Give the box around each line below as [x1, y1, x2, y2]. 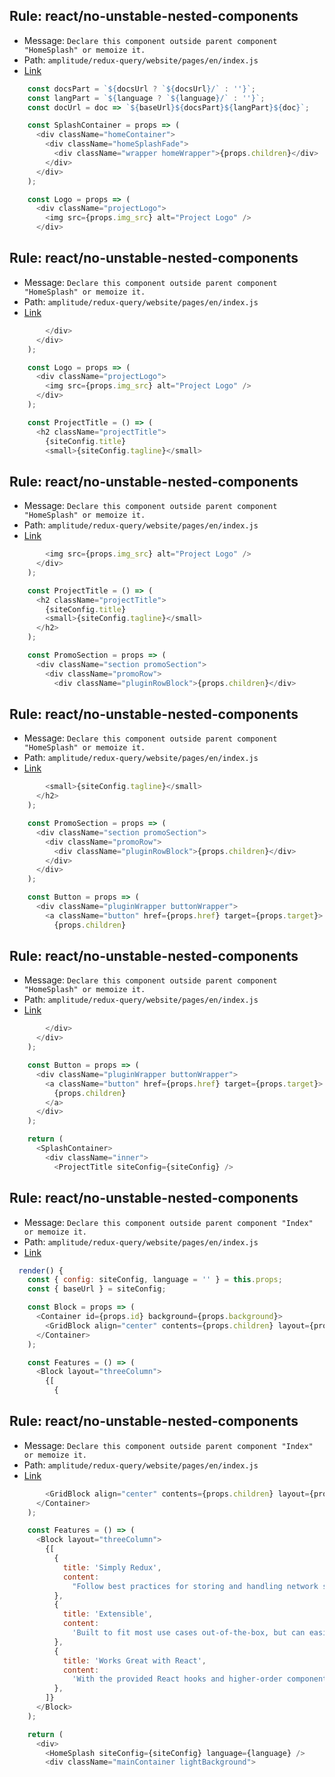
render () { [18, 1265, 64, 1276]
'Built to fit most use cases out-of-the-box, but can [72, 1628, 306, 1638]
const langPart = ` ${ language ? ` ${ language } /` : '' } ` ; [27, 93, 266, 103]
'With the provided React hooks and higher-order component [72, 1674, 328, 1684]
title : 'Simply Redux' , [62, 1562, 162, 1573]
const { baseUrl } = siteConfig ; [27, 1284, 167, 1294]
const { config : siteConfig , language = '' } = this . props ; [27, 1275, 283, 1285]
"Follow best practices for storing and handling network [72, 1581, 319, 1591]
